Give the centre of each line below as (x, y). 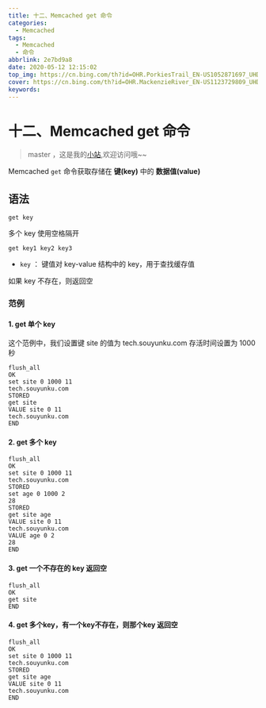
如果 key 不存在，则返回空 (51, 281)
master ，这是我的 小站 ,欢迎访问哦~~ (87, 155)
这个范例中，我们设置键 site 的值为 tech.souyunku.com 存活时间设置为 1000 (132, 343)
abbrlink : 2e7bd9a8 (40, 60)
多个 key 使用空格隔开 (44, 233)
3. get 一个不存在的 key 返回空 (57, 568)
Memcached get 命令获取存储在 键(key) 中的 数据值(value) (104, 171)
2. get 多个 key (32, 442)
